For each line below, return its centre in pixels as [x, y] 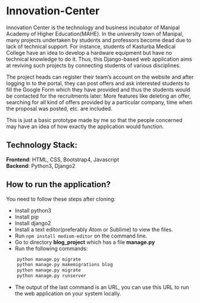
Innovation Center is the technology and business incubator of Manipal [93, 27]
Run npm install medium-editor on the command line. [81, 236]
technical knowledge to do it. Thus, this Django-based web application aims [99, 59]
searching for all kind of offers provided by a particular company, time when [99, 102]
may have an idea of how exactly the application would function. [85, 126]
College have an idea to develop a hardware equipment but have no [89, 52]
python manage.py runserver [51, 276]
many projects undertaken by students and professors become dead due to [99, 40]
